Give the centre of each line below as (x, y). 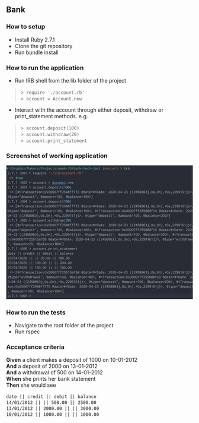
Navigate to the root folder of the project (64, 325)
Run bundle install (36, 52)
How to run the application (45, 68)
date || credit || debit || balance (51, 397)
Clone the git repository (44, 46)
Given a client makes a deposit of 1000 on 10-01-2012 (72, 360)
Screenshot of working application (57, 156)
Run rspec (27, 332)
